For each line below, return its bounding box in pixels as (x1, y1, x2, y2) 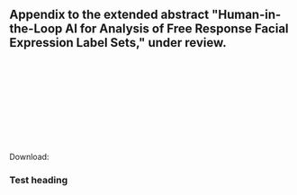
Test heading (9, 173, 68, 186)
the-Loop (9, 22, 63, 37)
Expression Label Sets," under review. (9, 35, 227, 50)
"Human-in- (211, 7, 282, 22)
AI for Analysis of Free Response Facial (64, 22, 290, 37)
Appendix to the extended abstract (9, 7, 210, 22)
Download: (9, 151, 49, 162)
